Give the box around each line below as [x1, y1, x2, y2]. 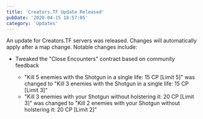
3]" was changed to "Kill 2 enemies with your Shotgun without [24, 99, 181, 107]
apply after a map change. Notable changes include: [6, 43, 138, 51]
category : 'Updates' [6, 20, 59, 26]
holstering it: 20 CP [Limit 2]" [24, 106, 97, 114]
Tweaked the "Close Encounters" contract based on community [15, 56, 175, 63]
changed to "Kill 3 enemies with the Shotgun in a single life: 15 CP [24, 80, 189, 87]
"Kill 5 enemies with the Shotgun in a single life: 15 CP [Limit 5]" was [24, 74, 196, 81]
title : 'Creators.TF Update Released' [6, 9, 105, 15]
